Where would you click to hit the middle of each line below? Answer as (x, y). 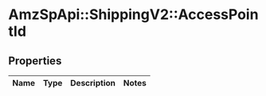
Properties (35, 61)
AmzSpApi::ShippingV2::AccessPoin (133, 15)
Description (93, 83)
